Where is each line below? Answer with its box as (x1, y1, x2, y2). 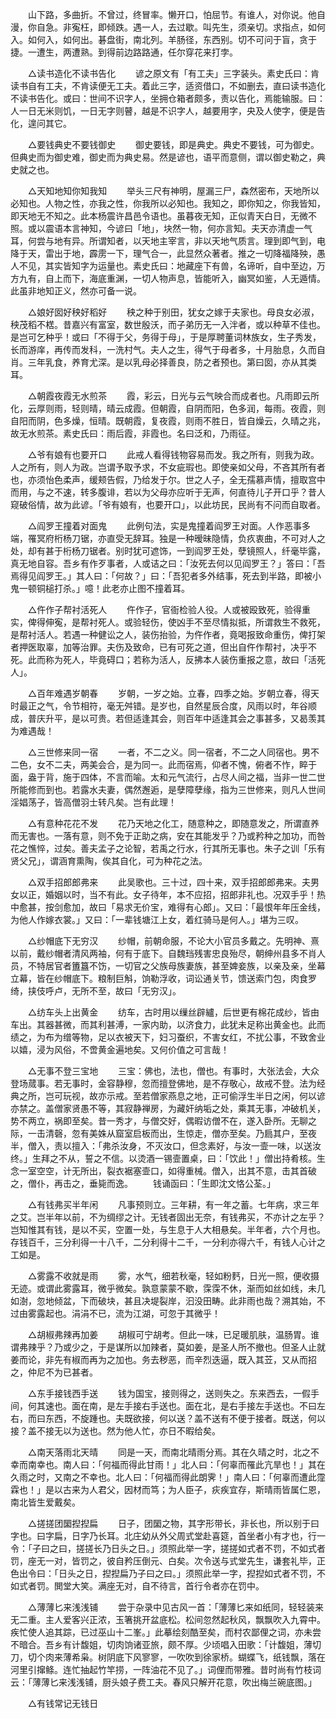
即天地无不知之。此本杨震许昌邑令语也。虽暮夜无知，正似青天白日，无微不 (10, 210, 317, 222)
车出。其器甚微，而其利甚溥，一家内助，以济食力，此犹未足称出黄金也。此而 (10, 1019, 326, 1030)
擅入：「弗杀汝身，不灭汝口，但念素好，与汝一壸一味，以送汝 (71, 1140, 322, 1152)
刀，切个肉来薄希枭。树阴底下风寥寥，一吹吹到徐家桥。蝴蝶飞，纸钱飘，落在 (10, 1651, 326, 1663)
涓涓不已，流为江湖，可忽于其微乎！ (71, 1308, 221, 1319)
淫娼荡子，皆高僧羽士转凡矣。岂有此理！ (10, 796, 177, 808)
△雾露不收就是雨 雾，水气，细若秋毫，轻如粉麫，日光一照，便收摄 (27, 1270, 320, 1282)
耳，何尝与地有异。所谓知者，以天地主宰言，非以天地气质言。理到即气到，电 (10, 235, 326, 247)
